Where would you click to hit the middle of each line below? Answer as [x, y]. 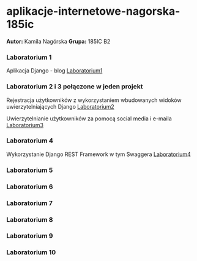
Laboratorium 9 [30, 236]
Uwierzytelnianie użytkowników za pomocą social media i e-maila [89, 119]
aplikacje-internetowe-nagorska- [93, 11]
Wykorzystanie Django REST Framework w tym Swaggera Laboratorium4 [98, 154]
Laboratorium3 [25, 125]
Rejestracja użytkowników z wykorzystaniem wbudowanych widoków [94, 100]
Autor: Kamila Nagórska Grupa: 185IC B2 [58, 41]
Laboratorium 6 [30, 187]
